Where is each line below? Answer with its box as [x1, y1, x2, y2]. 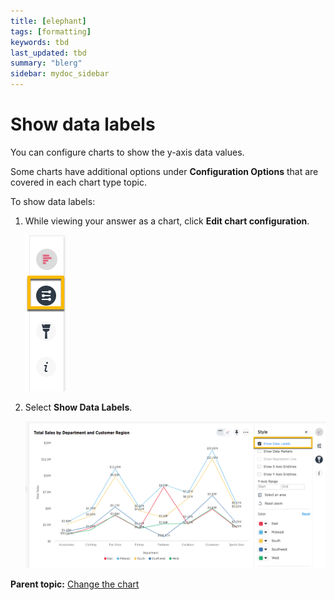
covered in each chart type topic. [10, 176, 147, 188]
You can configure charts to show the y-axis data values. [10, 146, 245, 158]
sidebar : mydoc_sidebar [10, 69, 110, 79]
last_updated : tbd [10, 48, 87, 58]
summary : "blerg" [10, 58, 83, 69]
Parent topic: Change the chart [10, 578, 140, 590]
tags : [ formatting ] [10, 26, 92, 37]
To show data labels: [10, 195, 96, 207]
